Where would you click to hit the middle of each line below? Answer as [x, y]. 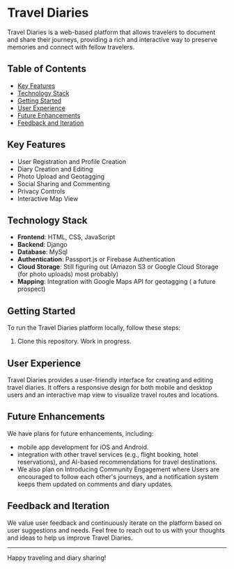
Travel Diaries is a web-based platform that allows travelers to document [111, 32]
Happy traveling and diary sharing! [57, 557]
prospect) [31, 289]
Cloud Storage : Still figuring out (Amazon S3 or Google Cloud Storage [118, 267]
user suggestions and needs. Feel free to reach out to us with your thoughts [116, 530]
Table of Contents [47, 69]
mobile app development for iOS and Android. [83, 447]
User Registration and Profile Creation [72, 161]
